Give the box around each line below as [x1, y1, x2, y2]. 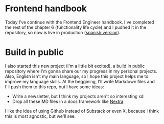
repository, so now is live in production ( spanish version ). [5, 29, 121, 35]
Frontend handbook [5, 3, 87, 14]
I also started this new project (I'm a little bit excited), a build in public [5, 63, 145, 69]
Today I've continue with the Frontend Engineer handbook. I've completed [5, 19, 154, 25]
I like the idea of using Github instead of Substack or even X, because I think [5, 108, 159, 114]
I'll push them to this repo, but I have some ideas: [5, 84, 104, 90]
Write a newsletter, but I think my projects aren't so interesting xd [12, 93, 144, 99]
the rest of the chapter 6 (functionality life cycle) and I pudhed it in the [5, 24, 147, 30]
